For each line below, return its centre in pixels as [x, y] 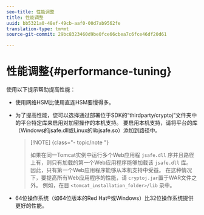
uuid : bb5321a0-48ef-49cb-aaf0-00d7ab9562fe [63, 23]
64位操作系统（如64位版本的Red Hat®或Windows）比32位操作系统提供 [104, 198]
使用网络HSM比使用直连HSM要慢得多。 [64, 102]
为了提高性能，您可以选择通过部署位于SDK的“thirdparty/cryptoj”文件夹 [103, 115]
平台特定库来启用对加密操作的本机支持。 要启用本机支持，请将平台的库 [109, 123]
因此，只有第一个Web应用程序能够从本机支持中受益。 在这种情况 [111, 170]
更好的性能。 [31, 206]
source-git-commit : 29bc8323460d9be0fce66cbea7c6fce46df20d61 [87, 35]
